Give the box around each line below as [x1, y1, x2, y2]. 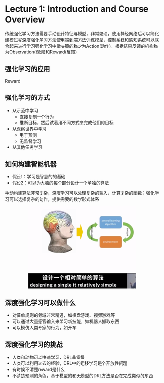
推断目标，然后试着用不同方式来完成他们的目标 [19, 120, 114, 125]
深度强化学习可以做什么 [5, 298, 76, 307]
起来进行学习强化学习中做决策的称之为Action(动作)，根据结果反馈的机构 [9, 43, 154, 48]
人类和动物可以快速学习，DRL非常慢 [12, 354, 85, 360]
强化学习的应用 [5, 65, 50, 73]
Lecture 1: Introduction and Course [5, 3, 149, 15]
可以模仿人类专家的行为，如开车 [12, 325, 77, 331]
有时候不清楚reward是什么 [12, 366, 65, 373]
